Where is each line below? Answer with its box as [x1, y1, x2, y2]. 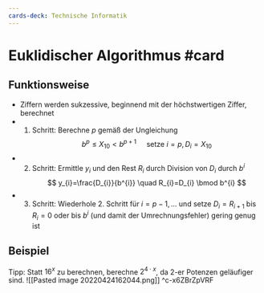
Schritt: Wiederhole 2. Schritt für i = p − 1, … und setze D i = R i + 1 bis [31, 198, 257, 210]
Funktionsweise [8, 78, 90, 92]
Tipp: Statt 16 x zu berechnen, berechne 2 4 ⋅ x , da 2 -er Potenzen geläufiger [8, 266, 254, 277]
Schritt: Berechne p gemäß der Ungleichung [31, 125, 178, 135]
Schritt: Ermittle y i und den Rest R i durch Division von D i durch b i [31, 162, 246, 175]
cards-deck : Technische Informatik [8, 11, 128, 20]
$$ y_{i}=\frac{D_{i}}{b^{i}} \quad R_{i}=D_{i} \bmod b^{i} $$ [47, 177, 246, 187]
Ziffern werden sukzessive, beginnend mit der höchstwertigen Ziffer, [19, 100, 247, 109]
